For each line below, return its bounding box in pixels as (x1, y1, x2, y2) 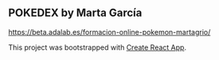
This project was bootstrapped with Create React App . (8, 43, 187, 52)
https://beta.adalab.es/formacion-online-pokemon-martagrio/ (8, 27, 211, 36)
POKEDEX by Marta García (8, 6, 143, 20)
